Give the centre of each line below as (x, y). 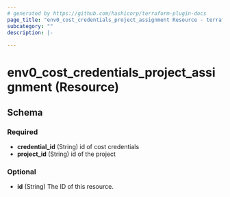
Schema (25, 113)
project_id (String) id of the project (66, 154)
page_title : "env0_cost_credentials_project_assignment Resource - (105, 20)
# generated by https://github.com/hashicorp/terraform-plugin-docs (107, 13)
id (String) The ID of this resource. (65, 187)
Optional (22, 172)
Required (23, 132)
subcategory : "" (30, 26)
